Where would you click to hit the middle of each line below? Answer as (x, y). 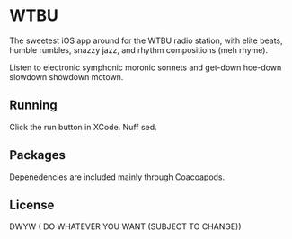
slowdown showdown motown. (66, 76)
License (32, 204)
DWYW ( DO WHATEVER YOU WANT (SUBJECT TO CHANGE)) (125, 226)
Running (34, 106)
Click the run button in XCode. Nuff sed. (83, 127)
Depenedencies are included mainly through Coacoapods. (117, 177)
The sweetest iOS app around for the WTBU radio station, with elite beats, (146, 40)
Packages (37, 155)
